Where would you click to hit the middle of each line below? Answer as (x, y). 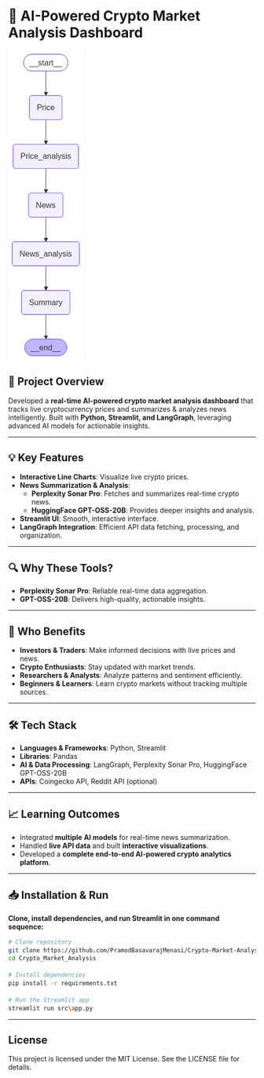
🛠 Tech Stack (42, 725)
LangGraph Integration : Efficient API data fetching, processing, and (129, 526)
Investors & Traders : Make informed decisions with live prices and (127, 651)
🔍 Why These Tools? (61, 568)
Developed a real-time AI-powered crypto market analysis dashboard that (131, 401)
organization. (41, 535)
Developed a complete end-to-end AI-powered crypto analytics (125, 854)
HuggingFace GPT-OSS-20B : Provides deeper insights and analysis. (143, 510)
